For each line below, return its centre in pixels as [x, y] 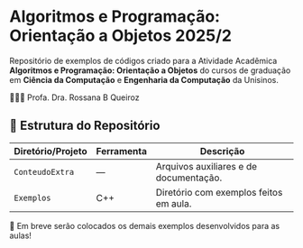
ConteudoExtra [44, 172]
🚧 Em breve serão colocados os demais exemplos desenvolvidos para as [145, 225]
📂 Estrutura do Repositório [85, 126]
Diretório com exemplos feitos [219, 192]
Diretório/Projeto [50, 151]
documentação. [189, 178]
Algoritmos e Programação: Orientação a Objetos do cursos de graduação [150, 70]
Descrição [222, 151]
